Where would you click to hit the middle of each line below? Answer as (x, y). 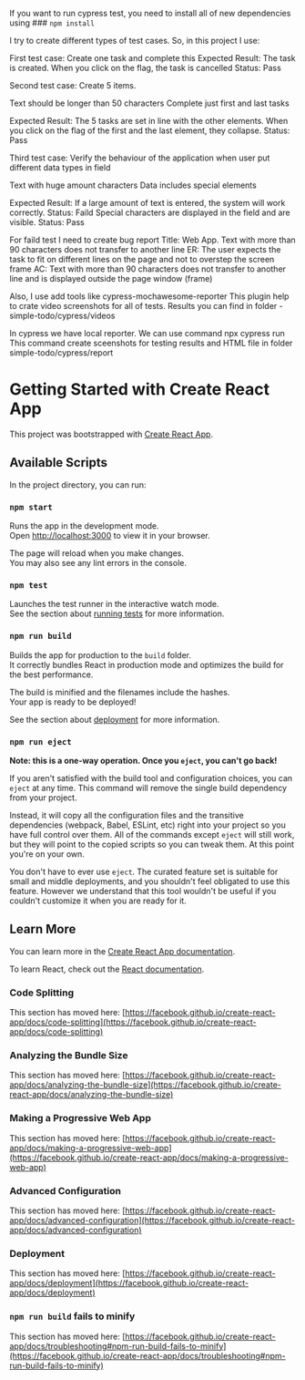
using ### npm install (52, 23)
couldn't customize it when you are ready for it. (98, 901)
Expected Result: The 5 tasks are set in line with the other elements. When (149, 121)
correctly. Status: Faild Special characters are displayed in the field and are (150, 212)
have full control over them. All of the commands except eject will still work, (152, 834)
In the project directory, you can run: (78, 484)
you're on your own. (47, 854)
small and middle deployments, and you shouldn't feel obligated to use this (150, 881)
